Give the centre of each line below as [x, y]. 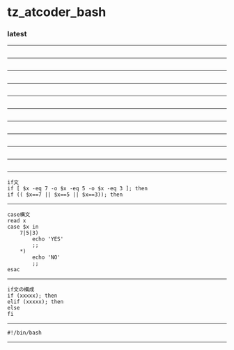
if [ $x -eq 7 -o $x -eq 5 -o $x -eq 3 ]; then [78, 189]
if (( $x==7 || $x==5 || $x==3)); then [65, 195]
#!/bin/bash [24, 333]
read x [17, 221]
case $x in [23, 227]
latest [17, 34]
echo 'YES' [48, 239]
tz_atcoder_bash [57, 12]
